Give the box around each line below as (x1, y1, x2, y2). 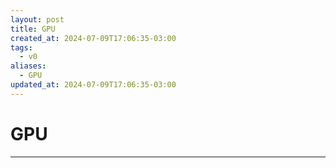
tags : (10, 42, 33, 53)
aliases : (10, 61, 47, 71)
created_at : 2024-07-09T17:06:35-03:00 (10, 33, 177, 43)
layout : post (10, 14, 65, 25)
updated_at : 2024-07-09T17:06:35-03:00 (10, 80, 177, 90)
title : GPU (10, 24, 56, 34)
